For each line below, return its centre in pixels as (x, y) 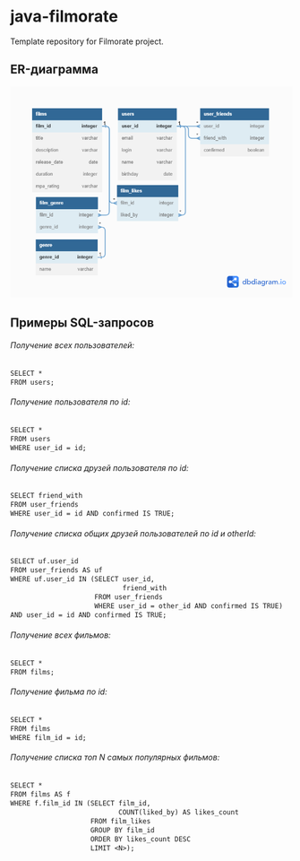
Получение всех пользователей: (73, 345)
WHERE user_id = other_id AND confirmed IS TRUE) (189, 606)
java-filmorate (64, 17)
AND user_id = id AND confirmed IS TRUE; (89, 615)
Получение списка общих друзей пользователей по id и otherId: (133, 533)
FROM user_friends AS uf (56, 570)
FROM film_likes (120, 822)
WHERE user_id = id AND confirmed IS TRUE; (93, 514)
